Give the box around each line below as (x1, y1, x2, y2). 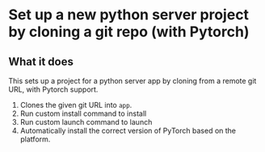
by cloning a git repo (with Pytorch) (8, 23, 250, 41)
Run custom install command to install (19, 109, 147, 118)
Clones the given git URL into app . (19, 101, 132, 109)
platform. (19, 134, 51, 144)
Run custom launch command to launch (19, 117, 153, 126)
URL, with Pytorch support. (8, 84, 99, 94)
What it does (8, 55, 74, 68)
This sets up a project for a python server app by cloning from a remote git (8, 76, 257, 85)
